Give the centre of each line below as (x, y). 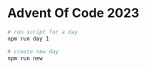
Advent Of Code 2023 (73, 13)
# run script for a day (43, 32)
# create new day (33, 51)
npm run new (25, 58)
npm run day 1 (28, 38)
